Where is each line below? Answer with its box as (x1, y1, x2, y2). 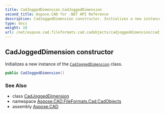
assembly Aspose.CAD (12, 103, 59, 109)
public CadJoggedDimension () (5, 70, 65, 75)
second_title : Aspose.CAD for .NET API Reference (5, 12, 109, 17)
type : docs (5, 21, 27, 26)
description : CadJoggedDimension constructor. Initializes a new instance (5, 16, 162, 21)
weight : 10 (5, 25, 27, 30)
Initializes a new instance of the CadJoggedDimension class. (5, 61, 123, 67)
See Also (5, 82, 27, 89)
